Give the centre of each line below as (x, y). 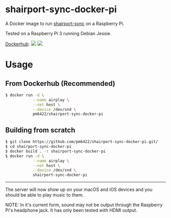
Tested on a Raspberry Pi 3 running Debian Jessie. (59, 33)
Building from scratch (40, 130)
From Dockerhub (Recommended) (60, 83)
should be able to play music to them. (45, 195)
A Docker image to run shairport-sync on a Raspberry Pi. (65, 23)
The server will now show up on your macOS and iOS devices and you (79, 189)
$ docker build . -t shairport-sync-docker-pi (55, 151)
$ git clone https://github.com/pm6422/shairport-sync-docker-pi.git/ (82, 142)
